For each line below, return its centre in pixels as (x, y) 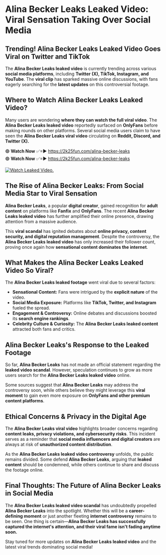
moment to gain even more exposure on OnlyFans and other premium (78, 395)
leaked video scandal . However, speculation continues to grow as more (79, 370)
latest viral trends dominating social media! (49, 547)
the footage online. (24, 470)
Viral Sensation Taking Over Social (78, 20)
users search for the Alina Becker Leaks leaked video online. (68, 375)
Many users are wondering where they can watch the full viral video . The (81, 120)
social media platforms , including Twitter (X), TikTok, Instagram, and (77, 74)
